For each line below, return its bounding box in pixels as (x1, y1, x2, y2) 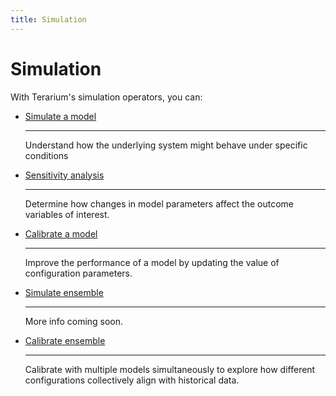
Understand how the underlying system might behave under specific (24, 139, 308, 151)
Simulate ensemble (24, 286, 104, 298)
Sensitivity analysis (24, 169, 105, 181)
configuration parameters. (24, 267, 133, 279)
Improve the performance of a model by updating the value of (24, 256, 280, 268)
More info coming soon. (24, 315, 124, 327)
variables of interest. (24, 208, 110, 220)
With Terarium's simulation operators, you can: (10, 91, 203, 103)
